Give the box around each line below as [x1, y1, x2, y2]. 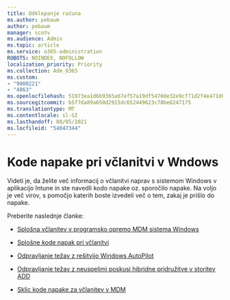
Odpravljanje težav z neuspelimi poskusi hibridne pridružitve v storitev [16, 265, 216, 273]
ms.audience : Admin [7, 36, 63, 42]
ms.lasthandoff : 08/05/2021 [7, 118, 88, 125]
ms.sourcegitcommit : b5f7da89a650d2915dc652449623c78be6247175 [7, 99, 192, 106]
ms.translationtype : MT [7, 105, 75, 112]
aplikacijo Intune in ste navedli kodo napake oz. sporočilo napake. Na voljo [7, 184, 217, 192]
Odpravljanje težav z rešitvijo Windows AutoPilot [16, 251, 154, 260]
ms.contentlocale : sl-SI [7, 112, 78, 118]
